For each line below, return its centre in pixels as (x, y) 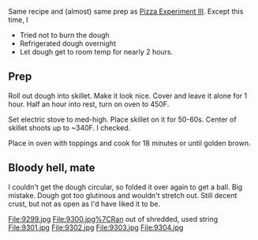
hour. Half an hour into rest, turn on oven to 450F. (89, 104)
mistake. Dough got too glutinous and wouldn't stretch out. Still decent (123, 195)
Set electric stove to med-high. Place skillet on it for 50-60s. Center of (122, 119)
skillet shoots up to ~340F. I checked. (69, 127)
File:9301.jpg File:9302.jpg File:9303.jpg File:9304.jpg (96, 227)
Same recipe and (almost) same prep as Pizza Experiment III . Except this (126, 11)
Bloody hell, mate (52, 168)
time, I (19, 20)
